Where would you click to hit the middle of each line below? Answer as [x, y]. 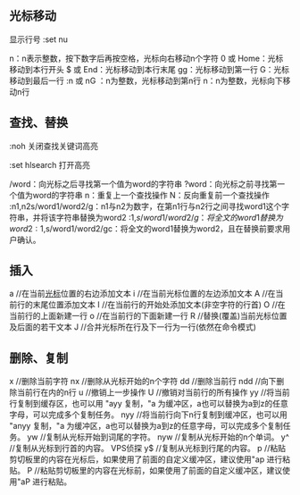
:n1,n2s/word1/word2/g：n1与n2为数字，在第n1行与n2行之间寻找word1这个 [146, 206]
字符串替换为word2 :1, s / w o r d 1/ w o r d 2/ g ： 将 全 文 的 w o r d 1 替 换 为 [170, 217]
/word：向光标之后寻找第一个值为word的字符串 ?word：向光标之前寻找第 [143, 184]
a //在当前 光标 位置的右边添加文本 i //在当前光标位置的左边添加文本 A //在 [142, 294]
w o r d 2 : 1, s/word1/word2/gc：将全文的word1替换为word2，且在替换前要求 [146, 228]
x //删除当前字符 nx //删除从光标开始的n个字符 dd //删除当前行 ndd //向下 [143, 382]
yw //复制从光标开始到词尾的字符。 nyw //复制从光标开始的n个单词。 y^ [158, 437]
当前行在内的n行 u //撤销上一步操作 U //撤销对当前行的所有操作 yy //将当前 [153, 392]
